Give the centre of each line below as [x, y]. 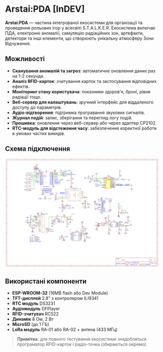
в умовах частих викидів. [39, 133]
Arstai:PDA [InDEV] [45, 9]
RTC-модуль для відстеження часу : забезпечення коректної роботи [84, 128]
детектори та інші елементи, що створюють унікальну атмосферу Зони [79, 38]
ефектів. [21, 86]
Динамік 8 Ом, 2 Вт [33, 319]
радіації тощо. [27, 97]
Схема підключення [38, 149]
